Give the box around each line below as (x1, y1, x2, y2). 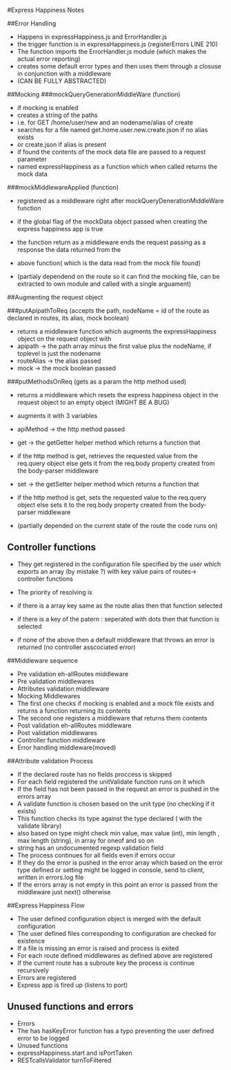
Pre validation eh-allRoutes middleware (17, 669, 129, 678)
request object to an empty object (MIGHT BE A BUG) (17, 398, 170, 406)
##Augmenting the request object (7, 293, 103, 301)
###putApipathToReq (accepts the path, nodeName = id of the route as (7, 307, 210, 314)
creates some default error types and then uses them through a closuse (17, 62, 222, 70)
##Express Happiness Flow (7, 901, 85, 909)
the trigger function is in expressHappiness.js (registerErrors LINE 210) (17, 40, 219, 48)
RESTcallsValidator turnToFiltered (17, 1055, 112, 1064)
